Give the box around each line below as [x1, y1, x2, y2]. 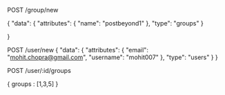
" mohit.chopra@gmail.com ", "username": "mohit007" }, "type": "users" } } [7, 53, 219, 61]
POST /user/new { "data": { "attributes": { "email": [7, 46, 148, 54]
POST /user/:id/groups [7, 67, 71, 74]
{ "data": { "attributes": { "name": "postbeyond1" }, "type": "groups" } [7, 19, 204, 27]
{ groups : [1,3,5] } [7, 80, 59, 88]
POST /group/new [7, 6, 59, 14]
